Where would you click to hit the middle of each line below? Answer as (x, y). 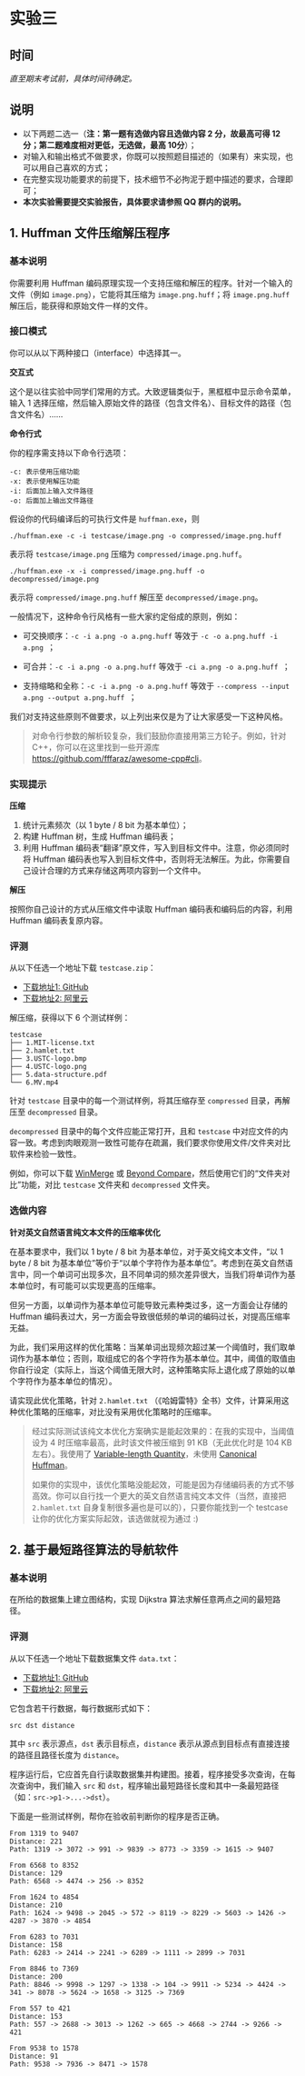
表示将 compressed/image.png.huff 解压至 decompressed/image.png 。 (136, 597)
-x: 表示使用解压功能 (44, 481)
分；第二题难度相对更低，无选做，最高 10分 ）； (109, 145)
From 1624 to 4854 (44, 1897)
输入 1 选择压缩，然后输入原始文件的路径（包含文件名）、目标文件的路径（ (147, 403)
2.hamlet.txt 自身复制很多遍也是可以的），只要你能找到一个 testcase (160, 1507)
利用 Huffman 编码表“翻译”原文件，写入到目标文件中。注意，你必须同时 (156, 848)
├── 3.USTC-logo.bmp (49, 1059)
